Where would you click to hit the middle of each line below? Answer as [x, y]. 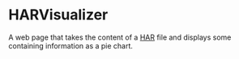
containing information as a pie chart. [71, 45]
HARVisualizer [58, 15]
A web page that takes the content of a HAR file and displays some [120, 37]
